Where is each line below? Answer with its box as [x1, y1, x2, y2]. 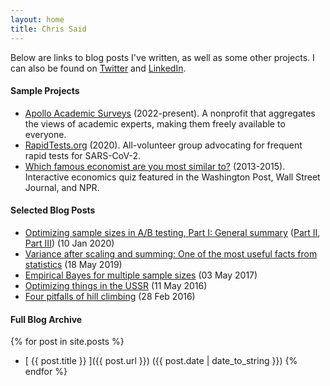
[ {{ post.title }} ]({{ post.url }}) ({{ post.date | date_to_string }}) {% [24, 355, 298, 367]
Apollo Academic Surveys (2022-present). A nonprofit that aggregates [24, 107, 316, 119]
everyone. [24, 128, 67, 140]
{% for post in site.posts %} [10, 336, 125, 348]
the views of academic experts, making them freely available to [24, 117, 286, 130]
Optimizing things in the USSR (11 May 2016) [24, 279, 208, 291]
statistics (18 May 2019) [24, 258, 123, 270]
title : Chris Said [10, 24, 87, 34]
